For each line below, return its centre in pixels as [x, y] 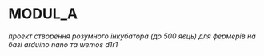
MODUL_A [43, 14]
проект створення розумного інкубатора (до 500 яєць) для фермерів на [132, 36]
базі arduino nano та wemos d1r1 [63, 44]
